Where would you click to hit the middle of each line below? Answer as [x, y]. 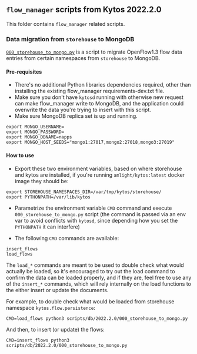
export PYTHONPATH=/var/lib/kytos [49, 197]
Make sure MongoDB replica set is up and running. [76, 116]
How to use [20, 155]
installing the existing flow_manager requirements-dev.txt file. [89, 91]
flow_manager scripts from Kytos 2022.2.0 [84, 10]
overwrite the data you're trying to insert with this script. [83, 110]
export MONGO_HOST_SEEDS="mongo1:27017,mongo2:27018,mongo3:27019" [91, 143]
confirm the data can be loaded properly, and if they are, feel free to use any [99, 277]
